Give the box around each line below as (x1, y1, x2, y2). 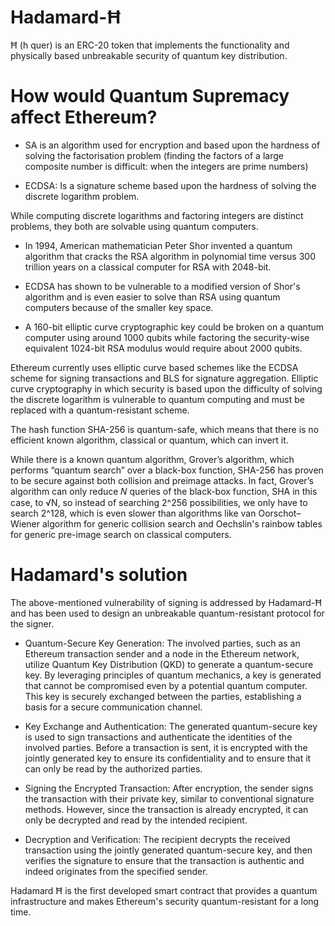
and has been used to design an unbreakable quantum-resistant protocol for (10, 607, 325, 619)
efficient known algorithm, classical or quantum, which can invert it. (10, 434, 289, 446)
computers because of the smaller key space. (24, 301, 214, 313)
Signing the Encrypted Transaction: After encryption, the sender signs (24, 782, 314, 794)
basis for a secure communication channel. (24, 701, 203, 713)
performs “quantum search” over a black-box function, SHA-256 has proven (10, 464, 324, 476)
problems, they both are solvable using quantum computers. (10, 220, 259, 232)
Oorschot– (258, 507, 302, 519)
